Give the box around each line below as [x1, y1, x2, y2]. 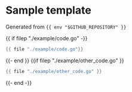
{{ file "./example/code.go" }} [5, 46, 84, 52]
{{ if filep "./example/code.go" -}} [5, 34, 88, 42]
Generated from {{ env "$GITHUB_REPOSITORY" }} [5, 23, 127, 30]
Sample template [5, 4, 92, 17]
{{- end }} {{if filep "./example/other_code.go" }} [5, 57, 124, 64]
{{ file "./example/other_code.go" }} [5, 68, 102, 74]
